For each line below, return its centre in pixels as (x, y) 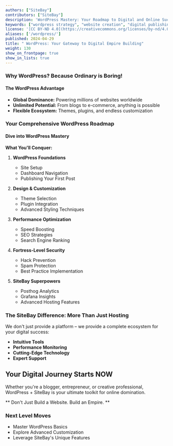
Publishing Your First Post (48, 179)
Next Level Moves (28, 416)
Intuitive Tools (28, 342)
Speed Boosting (38, 229)
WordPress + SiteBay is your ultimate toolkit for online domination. (75, 392)
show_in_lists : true (28, 58)
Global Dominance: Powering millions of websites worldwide (77, 100)
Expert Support (30, 358)
